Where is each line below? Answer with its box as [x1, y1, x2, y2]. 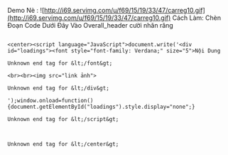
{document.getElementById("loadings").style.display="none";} [7, 103, 195, 110]
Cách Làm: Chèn [172, 14, 222, 22]
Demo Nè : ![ [7, 6, 45, 14]
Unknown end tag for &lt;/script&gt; [7, 116, 119, 123]
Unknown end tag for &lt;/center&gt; [7, 141, 119, 148]
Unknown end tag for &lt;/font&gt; [7, 60, 113, 67]
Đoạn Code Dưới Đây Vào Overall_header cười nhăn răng [7, 21, 174, 29]
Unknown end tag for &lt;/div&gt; [7, 85, 110, 92]
